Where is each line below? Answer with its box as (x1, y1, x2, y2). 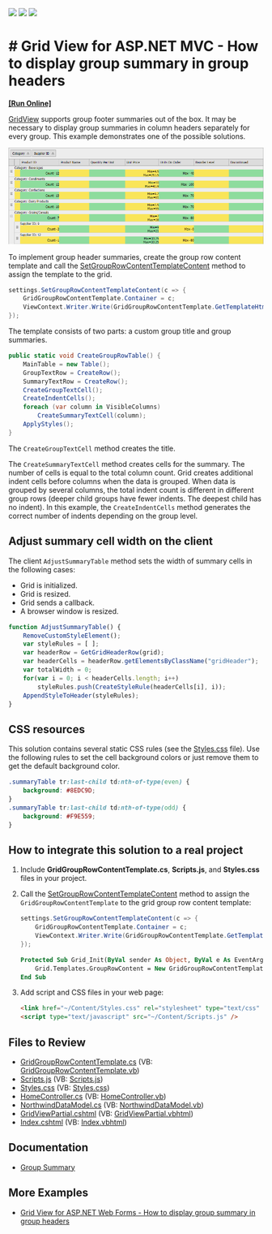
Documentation (8, 1141, 89, 1154)
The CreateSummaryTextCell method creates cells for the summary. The (8, 459, 245, 468)
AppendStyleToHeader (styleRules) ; (23, 691, 139, 700)
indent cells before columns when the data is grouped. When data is (8, 476, 236, 486)
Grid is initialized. (19, 580, 79, 590)
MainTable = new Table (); (23, 360, 111, 369)
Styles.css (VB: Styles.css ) (19, 1082, 110, 1092)
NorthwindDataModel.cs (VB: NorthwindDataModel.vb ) (19, 1100, 204, 1110)
